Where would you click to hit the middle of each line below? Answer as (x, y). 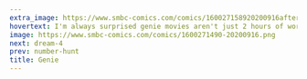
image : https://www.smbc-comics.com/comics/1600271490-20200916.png (143, 35)
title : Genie (34, 60)
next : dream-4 (37, 43)
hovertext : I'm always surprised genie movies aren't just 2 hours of (147, 26)
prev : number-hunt (44, 52)
